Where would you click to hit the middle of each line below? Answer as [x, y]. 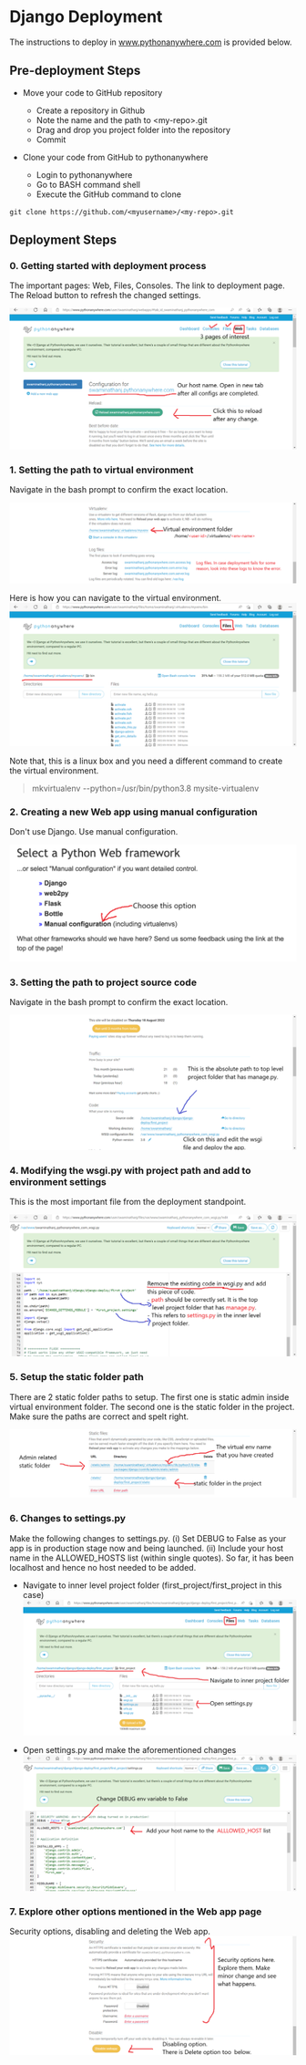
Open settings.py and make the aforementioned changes [129, 1749]
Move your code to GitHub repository [92, 92]
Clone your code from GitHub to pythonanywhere [115, 157]
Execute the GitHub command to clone [109, 194]
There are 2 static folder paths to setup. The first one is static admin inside [149, 1396]
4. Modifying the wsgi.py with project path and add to [130, 1170]
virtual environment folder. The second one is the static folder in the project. [152, 1406]
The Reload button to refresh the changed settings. [106, 296]
